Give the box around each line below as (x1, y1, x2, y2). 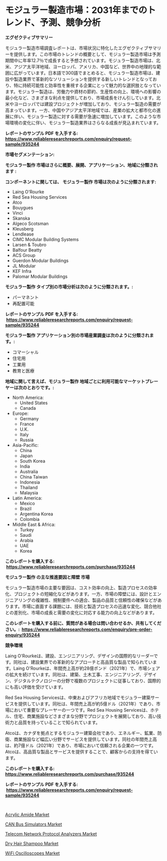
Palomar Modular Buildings (12, 273, 68, 279)
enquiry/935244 (5, 632, 40, 638)
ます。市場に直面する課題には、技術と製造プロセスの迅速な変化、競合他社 (9, 603, 162, 609)
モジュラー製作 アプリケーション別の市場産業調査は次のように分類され (5, 332, 150, 338)
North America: (12, 394, 44, 400)
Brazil (19, 505, 32, 511)
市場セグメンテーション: (5, 151, 55, 157)
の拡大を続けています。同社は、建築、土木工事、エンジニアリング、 (5, 671, 144, 677)
